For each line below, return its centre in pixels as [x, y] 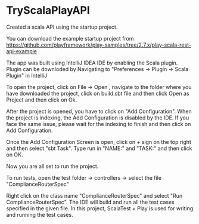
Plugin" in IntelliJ [27, 75]
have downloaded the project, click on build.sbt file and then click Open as [98, 93]
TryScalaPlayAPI [48, 10]
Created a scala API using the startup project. [62, 27]
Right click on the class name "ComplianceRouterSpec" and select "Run [94, 195]
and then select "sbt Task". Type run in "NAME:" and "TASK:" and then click [99, 148]
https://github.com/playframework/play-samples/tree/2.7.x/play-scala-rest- [99, 45]
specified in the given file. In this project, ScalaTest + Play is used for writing [100, 208]
